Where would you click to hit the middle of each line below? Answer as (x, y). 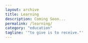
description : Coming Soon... (35, 19)
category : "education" (29, 28)
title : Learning (22, 14)
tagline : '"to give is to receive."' (44, 33)
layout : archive (22, 10)
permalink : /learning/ (29, 23)
